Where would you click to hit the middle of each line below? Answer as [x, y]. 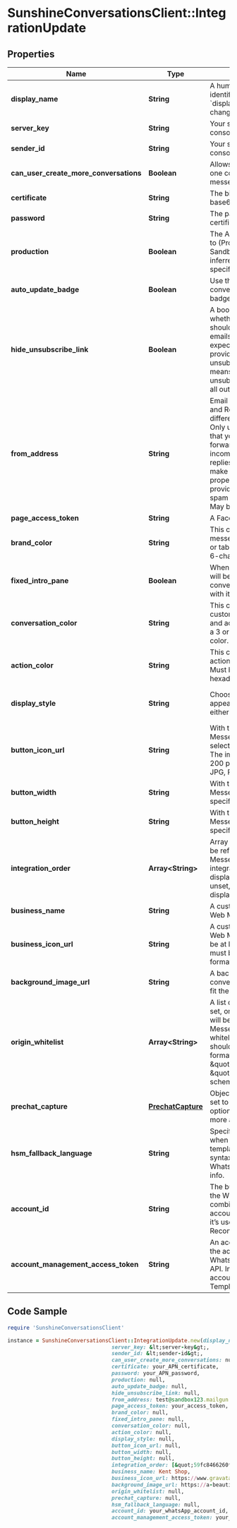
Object [221, 1093]
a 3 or [219, 632]
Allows [221, 164]
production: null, [139, 1380]
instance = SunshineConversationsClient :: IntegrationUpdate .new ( [105, 1340]
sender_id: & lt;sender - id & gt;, [157, 1354]
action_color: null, [142, 1432]
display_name [35, 99]
